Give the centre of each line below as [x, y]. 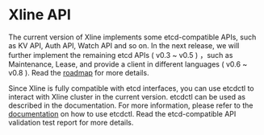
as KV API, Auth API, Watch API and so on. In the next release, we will [124, 45]
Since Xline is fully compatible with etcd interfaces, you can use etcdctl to [131, 88]
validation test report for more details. [71, 122]
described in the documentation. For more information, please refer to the [131, 105]
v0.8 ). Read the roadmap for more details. [79, 72]
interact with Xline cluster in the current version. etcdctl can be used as [127, 96]
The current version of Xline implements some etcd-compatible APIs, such [132, 37]
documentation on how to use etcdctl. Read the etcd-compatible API [122, 113]
